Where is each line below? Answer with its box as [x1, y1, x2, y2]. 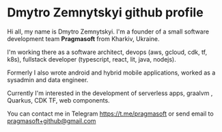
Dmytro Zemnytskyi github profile [7, 5, 204, 21]
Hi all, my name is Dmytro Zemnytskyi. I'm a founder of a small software [7, 27, 210, 36]
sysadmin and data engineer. [7, 75, 89, 83]
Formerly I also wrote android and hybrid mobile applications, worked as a [7, 68, 216, 77]
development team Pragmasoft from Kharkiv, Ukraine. [7, 34, 160, 42]
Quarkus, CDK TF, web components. [7, 96, 111, 104]
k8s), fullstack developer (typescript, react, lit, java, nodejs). [7, 55, 176, 63]
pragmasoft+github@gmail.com [7, 116, 96, 124]
